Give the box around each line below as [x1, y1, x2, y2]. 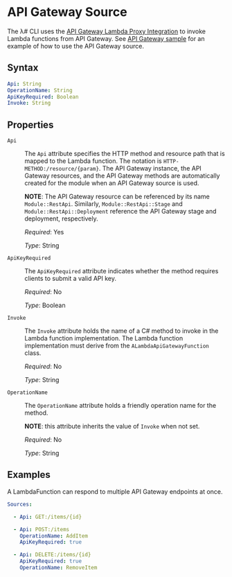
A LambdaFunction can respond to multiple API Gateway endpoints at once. [7, 487, 223, 496]
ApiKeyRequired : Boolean [7, 93, 79, 101]
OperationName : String [7, 87, 73, 94]
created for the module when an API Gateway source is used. [24, 179, 199, 187]
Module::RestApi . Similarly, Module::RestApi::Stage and [24, 200, 183, 208]
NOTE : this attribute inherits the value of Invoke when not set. [24, 422, 200, 431]
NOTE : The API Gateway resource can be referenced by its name [24, 192, 210, 201]
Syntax [7, 62, 39, 74]
